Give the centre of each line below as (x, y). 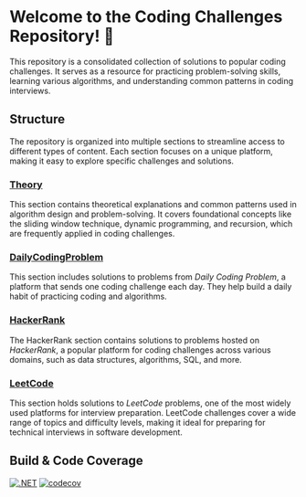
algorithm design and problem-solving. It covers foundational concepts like (151, 214)
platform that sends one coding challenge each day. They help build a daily (151, 287)
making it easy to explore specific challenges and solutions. (122, 161)
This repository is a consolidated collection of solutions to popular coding (148, 61)
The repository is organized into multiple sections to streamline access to (148, 141)
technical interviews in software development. (96, 432)
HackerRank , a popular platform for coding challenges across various (140, 350)
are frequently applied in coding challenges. (92, 234)
